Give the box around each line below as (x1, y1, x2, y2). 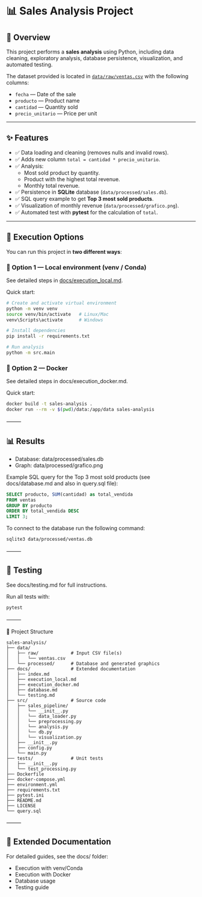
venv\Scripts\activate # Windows (6, 316, 103, 323)
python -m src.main (6, 350, 55, 356)
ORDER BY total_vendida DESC (6, 508, 79, 514)
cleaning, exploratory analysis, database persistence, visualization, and (6, 55, 183, 61)
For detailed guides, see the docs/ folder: (6, 852, 108, 860)
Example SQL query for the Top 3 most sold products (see (6, 473, 150, 481)
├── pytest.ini (6, 792, 44, 798)
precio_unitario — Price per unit (14, 110, 97, 117)
